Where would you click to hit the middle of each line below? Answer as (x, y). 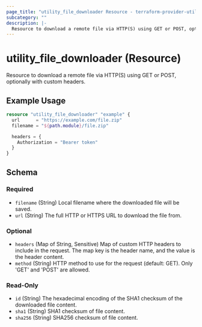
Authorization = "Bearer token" (57, 142)
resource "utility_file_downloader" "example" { (68, 115)
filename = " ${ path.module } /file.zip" (60, 125)
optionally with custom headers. (46, 81)
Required (20, 189)
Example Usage (36, 100)
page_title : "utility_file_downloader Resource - (70, 12)
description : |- (26, 23)
